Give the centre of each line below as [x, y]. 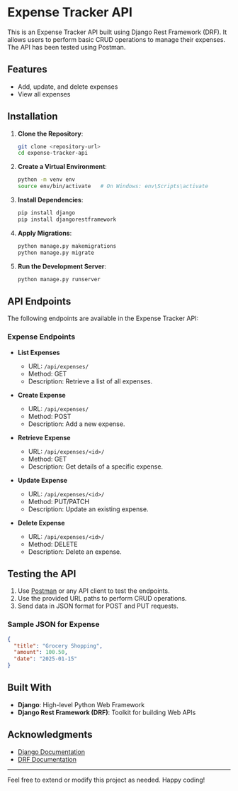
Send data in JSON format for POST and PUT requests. [98, 606]
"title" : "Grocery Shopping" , [58, 646]
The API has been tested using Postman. [67, 47]
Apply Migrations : [45, 233]
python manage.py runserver [59, 279]
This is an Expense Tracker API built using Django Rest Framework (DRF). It [117, 32]
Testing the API [42, 573]
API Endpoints [39, 301]
